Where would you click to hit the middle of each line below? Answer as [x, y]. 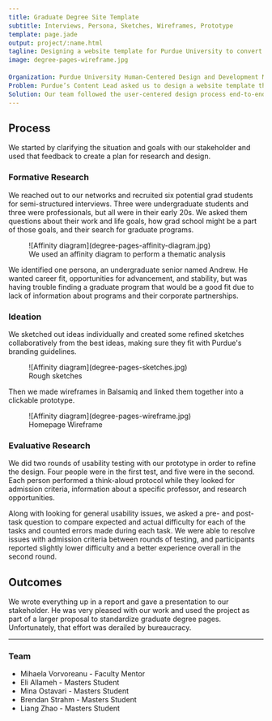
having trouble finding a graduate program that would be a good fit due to [131, 287]
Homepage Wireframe [66, 424]
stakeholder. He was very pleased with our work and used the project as [129, 611]
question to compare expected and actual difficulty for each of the [135, 522]
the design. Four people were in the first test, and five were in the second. [132, 472]
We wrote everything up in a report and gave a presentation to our [119, 602]
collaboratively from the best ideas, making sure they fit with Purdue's [125, 343]
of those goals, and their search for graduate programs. [101, 229]
